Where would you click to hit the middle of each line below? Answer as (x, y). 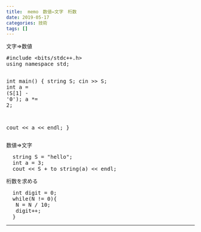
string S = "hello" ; (42, 157)
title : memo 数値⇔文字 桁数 (42, 12)
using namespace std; (38, 64)
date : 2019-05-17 (28, 17)
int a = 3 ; (28, 163)
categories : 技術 (27, 23)
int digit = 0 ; (34, 193)
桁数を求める (22, 181)
